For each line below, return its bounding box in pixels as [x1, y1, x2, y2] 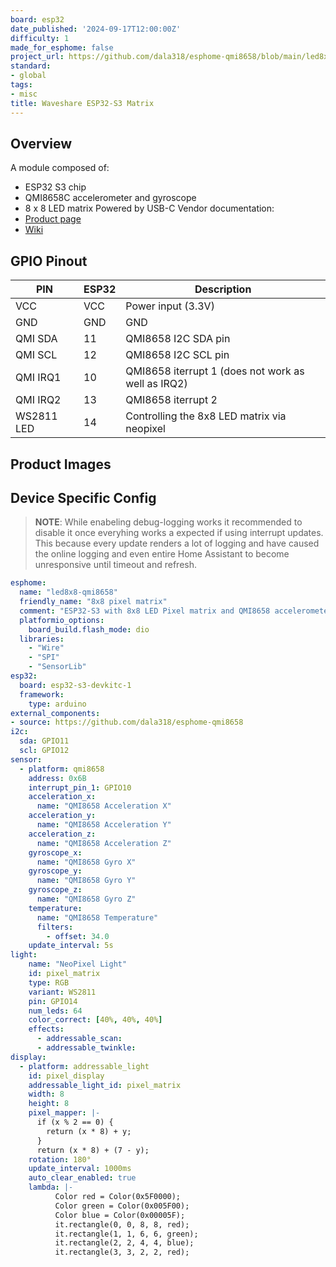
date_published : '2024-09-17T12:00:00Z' [10, 24, 182, 34]
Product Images [10, 456, 112, 473]
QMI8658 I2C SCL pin [125, 348, 230, 362]
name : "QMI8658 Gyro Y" [36, 876, 137, 886]
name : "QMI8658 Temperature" [36, 912, 159, 923]
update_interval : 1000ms [28, 1164, 132, 1174]
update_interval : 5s [28, 941, 114, 951]
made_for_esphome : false [10, 42, 114, 53]
